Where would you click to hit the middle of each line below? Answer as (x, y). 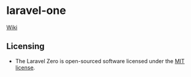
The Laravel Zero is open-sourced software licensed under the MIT (100, 61)
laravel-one (36, 11)
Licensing (25, 46)
